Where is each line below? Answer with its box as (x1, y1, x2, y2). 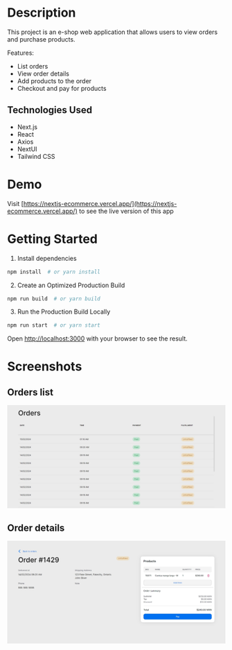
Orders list (7, 386, 54, 398)
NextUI (17, 144, 37, 153)
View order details (17, 69, 69, 78)
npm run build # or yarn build (7, 295, 100, 302)
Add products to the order (17, 76, 92, 85)
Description (7, 5, 76, 21)
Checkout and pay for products (17, 84, 107, 92)
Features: (7, 49, 35, 57)
